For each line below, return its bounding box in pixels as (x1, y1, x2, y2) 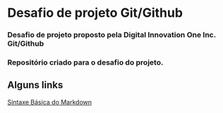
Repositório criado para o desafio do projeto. (7, 58, 164, 67)
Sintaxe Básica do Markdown (7, 98, 92, 106)
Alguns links (7, 79, 64, 91)
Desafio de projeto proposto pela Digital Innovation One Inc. (7, 30, 217, 40)
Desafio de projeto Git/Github (7, 5, 183, 21)
